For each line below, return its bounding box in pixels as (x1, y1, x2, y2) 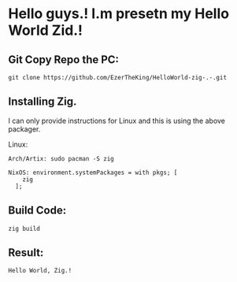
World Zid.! (8, 21, 83, 39)
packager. (8, 124, 41, 134)
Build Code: (8, 204, 67, 217)
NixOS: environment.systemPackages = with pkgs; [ (8, 169, 178, 176)
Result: (8, 246, 44, 260)
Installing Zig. (8, 95, 77, 109)
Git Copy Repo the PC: (8, 53, 120, 66)
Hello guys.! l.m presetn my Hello (8, 5, 230, 23)
